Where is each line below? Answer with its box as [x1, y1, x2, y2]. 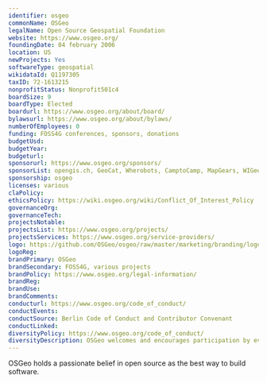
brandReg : [8, 277, 41, 286]
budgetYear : [8, 145, 48, 153]
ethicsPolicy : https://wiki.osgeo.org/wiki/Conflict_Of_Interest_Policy [8, 196, 254, 204]
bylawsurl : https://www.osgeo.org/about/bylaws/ [8, 115, 172, 123]
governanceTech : [8, 211, 62, 219]
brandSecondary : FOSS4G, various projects [8, 263, 151, 271]
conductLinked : [8, 322, 59, 330]
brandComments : [8, 292, 59, 300]
